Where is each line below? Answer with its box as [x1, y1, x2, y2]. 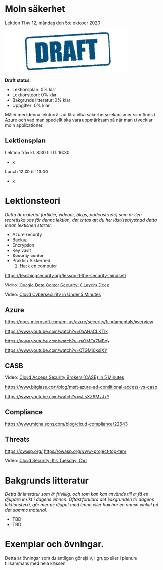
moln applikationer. [5, 122, 44, 128]
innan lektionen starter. [5, 222, 52, 228]
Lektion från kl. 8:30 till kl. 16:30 [5, 149, 70, 155]
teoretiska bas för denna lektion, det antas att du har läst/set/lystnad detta [5, 217, 157, 223]
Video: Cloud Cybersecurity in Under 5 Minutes [5, 291, 101, 297]
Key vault [12, 247, 31, 253]
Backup [12, 237, 28, 243]
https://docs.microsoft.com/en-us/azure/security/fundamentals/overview [5, 318, 154, 325]
